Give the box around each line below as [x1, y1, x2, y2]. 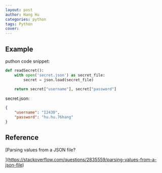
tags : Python [5, 21, 33, 27]
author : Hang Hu [5, 12, 39, 17]
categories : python [5, 17, 47, 22]
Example [5, 45, 33, 53]
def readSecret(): [5, 68, 44, 73]
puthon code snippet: [5, 58, 50, 64]
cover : [5, 26, 19, 31]
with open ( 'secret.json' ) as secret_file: [14, 73, 105, 78]
